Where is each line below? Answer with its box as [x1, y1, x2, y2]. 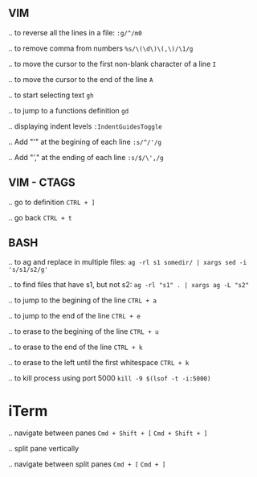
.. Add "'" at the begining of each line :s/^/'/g [8, 137, 162, 146]
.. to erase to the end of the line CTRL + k [8, 342, 143, 352]
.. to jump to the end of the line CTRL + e [8, 311, 141, 321]
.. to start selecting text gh [8, 90, 94, 100]
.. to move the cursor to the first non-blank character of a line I [8, 59, 217, 68]
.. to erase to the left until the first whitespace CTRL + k [8, 358, 190, 368]
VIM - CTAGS [8, 176, 75, 190]
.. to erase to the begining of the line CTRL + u [8, 327, 159, 336]
